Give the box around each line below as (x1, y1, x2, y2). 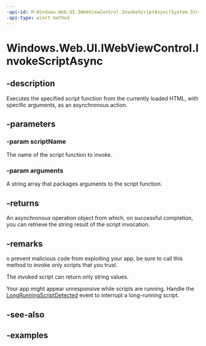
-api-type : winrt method (6, 15, 70, 21)
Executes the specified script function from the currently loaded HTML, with (6, 94, 199, 102)
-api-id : (6, 9, 29, 15)
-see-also (6, 309, 45, 320)
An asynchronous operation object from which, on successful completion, (6, 214, 193, 222)
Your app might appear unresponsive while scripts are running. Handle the (6, 285, 194, 293)
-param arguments (6, 167, 64, 175)
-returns (6, 198, 39, 208)
